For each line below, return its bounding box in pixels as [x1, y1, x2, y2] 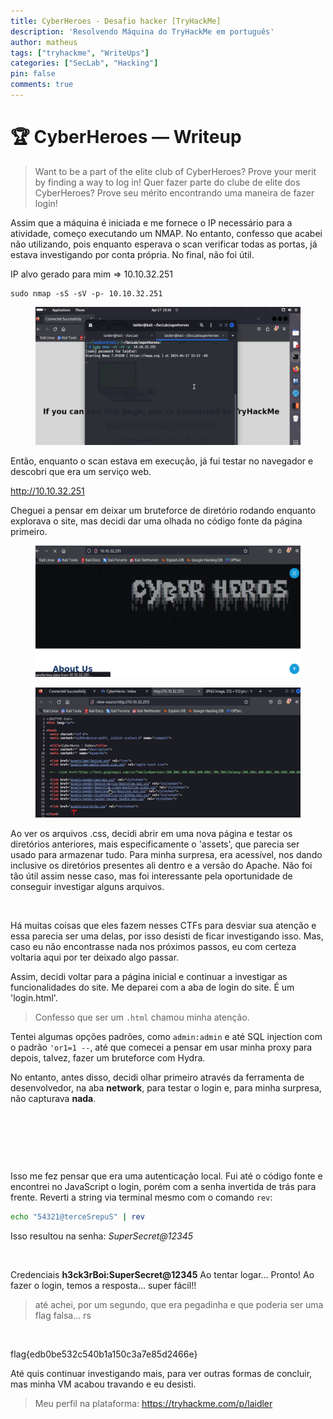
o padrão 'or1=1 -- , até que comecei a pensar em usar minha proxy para [10, 1041, 313, 1053]
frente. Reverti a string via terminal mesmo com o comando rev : [10, 1191, 273, 1203]
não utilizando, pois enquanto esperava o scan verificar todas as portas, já [10, 238, 318, 250]
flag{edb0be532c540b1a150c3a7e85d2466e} [10, 1348, 198, 1360]
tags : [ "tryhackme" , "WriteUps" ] [10, 48, 150, 58]
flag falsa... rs [34, 1309, 92, 1321]
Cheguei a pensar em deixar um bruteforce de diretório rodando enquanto [10, 504, 317, 516]
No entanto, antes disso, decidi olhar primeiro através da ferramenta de [10, 1071, 305, 1083]
